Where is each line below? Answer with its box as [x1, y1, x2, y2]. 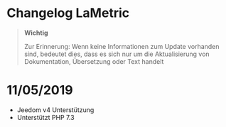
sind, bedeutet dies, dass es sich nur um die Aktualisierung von [23, 50, 210, 58]
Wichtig [23, 28, 48, 37]
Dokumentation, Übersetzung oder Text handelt [23, 57, 164, 65]
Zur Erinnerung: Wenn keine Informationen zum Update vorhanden [23, 42, 220, 50]
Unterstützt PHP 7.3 [16, 113, 75, 121]
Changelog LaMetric [6, 5, 129, 21]
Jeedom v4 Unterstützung [16, 105, 95, 114]
